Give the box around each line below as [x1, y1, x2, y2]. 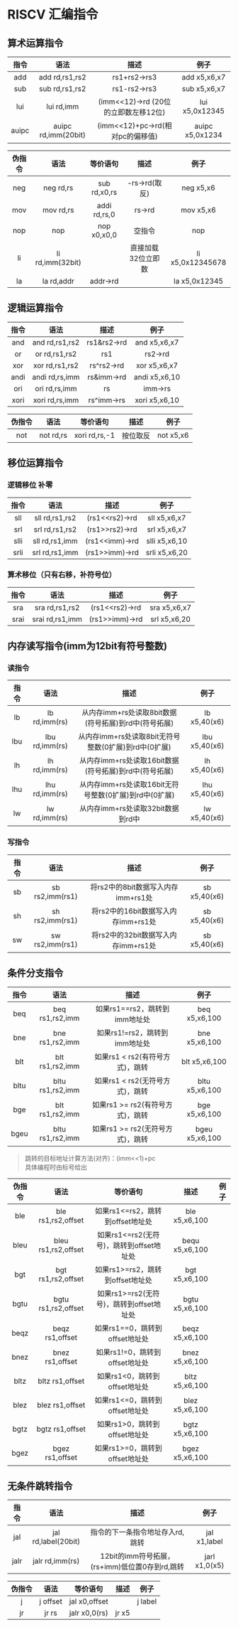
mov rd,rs [42, 205, 74, 215]
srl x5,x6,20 [149, 614, 191, 624]
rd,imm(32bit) [35, 257, 81, 267]
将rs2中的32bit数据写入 [91, 930, 170, 940]
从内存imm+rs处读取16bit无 [79, 780, 172, 790]
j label [137, 1596, 157, 1606]
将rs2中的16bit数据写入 [91, 906, 170, 915]
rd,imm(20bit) [39, 130, 86, 139]
